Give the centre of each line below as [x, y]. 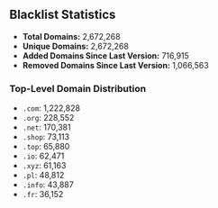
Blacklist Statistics [63, 15]
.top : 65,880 [46, 147]
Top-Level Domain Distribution [78, 88]
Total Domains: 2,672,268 [71, 36]
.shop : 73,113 [46, 137]
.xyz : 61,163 [44, 166]
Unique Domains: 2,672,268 [75, 46]
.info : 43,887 [48, 185]
